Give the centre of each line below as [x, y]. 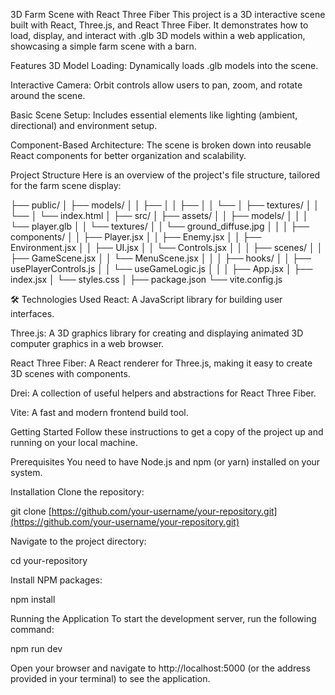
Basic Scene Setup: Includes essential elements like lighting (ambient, [154, 115]
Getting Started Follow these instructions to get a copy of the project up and [167, 432]
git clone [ [31, 511]
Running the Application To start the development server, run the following [163, 618]
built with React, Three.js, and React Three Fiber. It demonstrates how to [159, 25]
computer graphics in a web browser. [87, 343]
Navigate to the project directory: [78, 541]
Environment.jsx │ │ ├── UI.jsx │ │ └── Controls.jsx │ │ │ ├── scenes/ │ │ [166, 247]
